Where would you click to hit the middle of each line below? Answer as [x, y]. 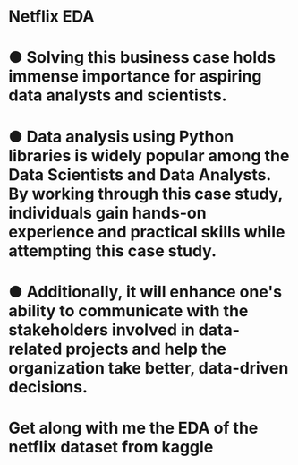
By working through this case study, [146, 194]
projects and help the [146, 349]
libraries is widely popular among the [149, 155]
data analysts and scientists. [118, 95]
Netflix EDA [51, 17]
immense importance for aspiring [135, 77]
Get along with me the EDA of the [133, 428]
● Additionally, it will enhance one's [145, 292]
